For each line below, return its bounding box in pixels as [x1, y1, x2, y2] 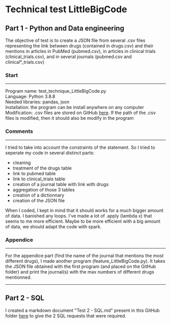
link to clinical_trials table [12, 176, 66, 182]
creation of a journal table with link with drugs [12, 181, 109, 187]
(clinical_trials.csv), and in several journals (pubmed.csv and [5, 53, 132, 60]
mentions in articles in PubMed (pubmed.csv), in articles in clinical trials [5, 48, 156, 54]
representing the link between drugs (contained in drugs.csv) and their [5, 43, 154, 49]
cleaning [12, 159, 31, 166]
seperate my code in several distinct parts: [5, 149, 95, 156]
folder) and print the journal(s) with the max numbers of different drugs [5, 268, 154, 275]
